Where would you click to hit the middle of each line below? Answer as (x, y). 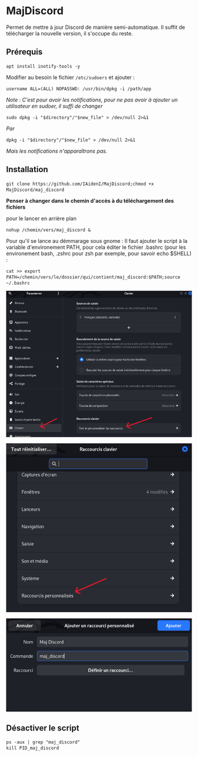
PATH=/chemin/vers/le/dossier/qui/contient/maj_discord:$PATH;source (93, 277)
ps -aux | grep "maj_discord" (43, 742)
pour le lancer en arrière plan (41, 218)
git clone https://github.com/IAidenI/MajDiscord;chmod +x (80, 184)
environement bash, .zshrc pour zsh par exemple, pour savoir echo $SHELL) (99, 253)
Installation (27, 169)
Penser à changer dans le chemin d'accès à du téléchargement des (90, 200)
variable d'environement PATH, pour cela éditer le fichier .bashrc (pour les (96, 247)
